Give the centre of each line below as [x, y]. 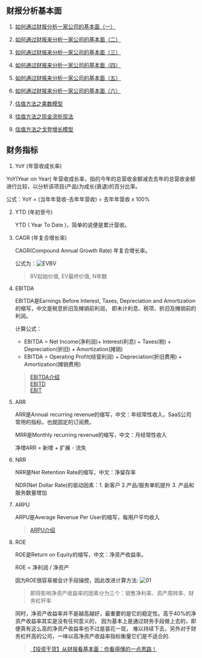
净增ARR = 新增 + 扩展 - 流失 [51, 447]
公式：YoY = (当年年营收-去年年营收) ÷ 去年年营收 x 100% [78, 199]
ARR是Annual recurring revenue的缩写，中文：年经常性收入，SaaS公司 [103, 414]
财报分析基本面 [34, 11]
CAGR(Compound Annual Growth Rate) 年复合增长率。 [83, 250]
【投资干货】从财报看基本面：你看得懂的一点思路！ [93, 649]
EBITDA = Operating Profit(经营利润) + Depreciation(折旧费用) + [103, 356]
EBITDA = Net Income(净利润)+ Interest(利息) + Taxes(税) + [98, 341]
